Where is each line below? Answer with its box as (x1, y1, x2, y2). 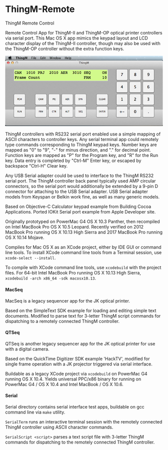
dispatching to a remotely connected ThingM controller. (5, 318, 120, 324)
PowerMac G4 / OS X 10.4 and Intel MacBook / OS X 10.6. (5, 381, 123, 387)
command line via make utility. (5, 409, 65, 415)
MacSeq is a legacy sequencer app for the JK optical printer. (5, 297, 130, 303)
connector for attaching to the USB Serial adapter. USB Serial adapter (5, 188, 148, 194)
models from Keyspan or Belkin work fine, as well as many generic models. (5, 194, 160, 200)
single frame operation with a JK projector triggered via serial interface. (5, 361, 152, 367)
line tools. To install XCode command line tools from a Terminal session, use (5, 249, 162, 255)
